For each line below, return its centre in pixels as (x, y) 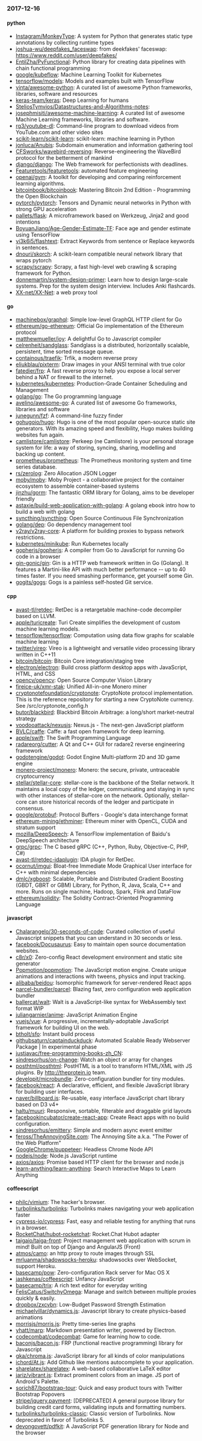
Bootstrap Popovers (40, 1394)
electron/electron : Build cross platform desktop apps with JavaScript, (102, 667)
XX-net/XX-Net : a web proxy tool (57, 292)
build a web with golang (45, 512)
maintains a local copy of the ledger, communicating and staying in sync (105, 789)
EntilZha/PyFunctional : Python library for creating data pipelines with (100, 62)
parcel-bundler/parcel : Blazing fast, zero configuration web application (103, 989)
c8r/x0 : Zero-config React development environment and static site (99, 957)
